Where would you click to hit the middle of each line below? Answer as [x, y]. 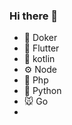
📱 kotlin [39, 59]
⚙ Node [40, 70]
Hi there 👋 [34, 16]
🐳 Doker [40, 38]
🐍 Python [42, 91]
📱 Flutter [41, 48]
